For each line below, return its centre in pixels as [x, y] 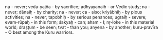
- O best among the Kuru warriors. [39, 32]
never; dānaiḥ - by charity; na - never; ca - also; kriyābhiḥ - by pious [74, 12]
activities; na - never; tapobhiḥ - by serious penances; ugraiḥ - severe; [76, 17]
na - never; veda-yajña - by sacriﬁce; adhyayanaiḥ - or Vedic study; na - [78, 7]
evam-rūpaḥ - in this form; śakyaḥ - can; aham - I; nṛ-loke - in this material [80, 22]
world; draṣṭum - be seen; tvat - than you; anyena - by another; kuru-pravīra [81, 27]
